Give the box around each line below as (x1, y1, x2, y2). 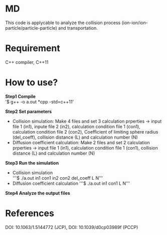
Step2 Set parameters (5, 108, 52, 114)
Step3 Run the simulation (5, 160, 59, 166)
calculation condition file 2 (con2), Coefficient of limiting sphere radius (12, 129, 158, 135)
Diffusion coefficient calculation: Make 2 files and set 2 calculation (12, 139, 150, 146)
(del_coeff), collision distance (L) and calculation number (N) (12, 134, 138, 140)
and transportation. (58, 25, 98, 31)
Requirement (5, 43, 60, 54)
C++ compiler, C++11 (5, 59, 49, 65)
